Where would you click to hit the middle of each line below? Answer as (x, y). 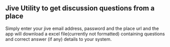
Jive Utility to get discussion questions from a (80, 8)
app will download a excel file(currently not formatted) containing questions (85, 34)
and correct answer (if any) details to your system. (58, 39)
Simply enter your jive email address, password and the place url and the (82, 28)
